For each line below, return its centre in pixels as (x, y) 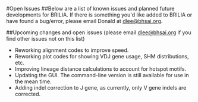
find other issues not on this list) (45, 39)
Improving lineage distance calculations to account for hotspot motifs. (100, 69)
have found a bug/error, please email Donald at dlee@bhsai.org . (84, 21)
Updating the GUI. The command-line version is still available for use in (102, 75)
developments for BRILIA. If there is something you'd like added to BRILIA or (99, 15)
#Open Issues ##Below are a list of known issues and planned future (90, 9)
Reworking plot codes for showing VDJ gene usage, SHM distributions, (102, 56)
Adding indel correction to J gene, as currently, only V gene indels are (100, 88)
